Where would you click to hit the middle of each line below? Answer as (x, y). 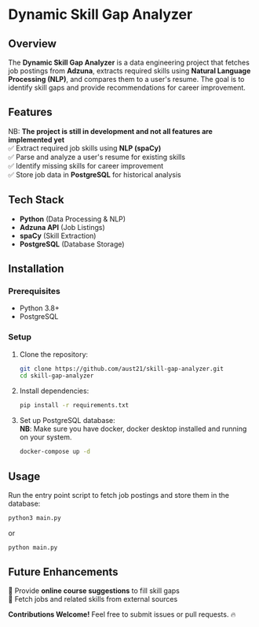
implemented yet (36, 139)
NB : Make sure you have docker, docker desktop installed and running (133, 429)
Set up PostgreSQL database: (67, 421)
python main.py (33, 547)
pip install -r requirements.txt (74, 406)
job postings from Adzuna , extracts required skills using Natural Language (129, 71)
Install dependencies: (54, 391)
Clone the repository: (54, 354)
